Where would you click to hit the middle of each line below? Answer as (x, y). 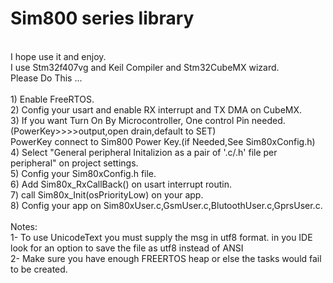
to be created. (39, 269)
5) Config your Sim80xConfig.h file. (83, 173)
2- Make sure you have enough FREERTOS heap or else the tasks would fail (166, 258)
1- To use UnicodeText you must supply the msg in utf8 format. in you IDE (161, 237)
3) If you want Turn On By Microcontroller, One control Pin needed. (148, 120)
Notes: (24, 226)
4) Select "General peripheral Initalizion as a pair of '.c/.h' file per (144, 152)
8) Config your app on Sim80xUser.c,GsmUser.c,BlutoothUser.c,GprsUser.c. (166, 205)
